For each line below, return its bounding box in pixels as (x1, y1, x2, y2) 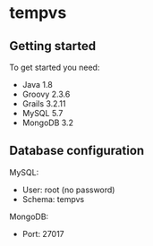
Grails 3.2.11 (21, 98, 66, 109)
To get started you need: (9, 62, 100, 72)
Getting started (9, 38, 97, 54)
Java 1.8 (21, 80, 54, 89)
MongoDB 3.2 (21, 117, 74, 128)
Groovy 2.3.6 (21, 89, 71, 99)
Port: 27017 (21, 228, 64, 239)
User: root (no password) (21, 184, 115, 195)
